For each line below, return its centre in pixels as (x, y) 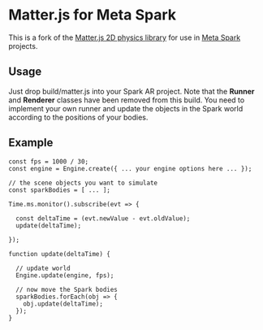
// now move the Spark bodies (67, 289)
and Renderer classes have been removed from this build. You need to (127, 100)
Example (31, 143)
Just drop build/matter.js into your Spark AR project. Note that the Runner (131, 91)
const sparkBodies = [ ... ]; (60, 190)
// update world (43, 268)
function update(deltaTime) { (60, 254)
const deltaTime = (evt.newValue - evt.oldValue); (103, 218)
